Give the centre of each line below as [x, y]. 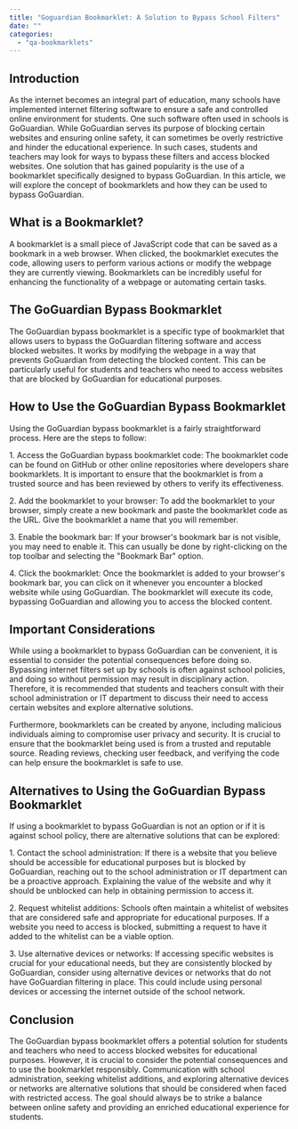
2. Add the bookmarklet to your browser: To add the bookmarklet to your [142, 501]
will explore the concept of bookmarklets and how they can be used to [138, 185]
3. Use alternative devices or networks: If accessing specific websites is [141, 953]
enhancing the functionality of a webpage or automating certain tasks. [138, 282]
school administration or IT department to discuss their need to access [139, 698]
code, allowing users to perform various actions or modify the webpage [141, 263]
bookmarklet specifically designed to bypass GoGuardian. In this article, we [148, 176]
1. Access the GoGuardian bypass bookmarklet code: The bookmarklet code [149, 454]
